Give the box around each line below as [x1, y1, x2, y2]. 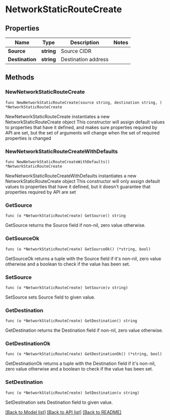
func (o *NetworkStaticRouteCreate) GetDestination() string [5, 319, 138, 324]
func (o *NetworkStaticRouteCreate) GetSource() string [5, 213, 126, 219]
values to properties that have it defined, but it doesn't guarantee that [5, 183, 151, 190]
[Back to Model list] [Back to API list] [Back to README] [5, 409, 122, 415]
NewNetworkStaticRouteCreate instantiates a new [5, 113, 110, 119]
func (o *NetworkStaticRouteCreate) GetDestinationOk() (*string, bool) [5, 352, 162, 357]
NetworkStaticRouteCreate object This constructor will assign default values [5, 119, 165, 125]
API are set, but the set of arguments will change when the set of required [5, 129, 160, 136]
